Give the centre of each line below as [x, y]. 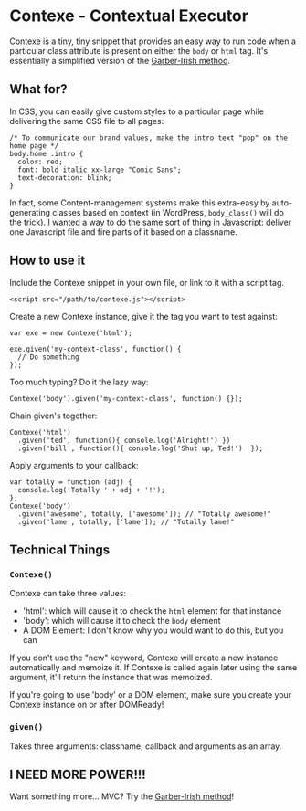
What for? [38, 89]
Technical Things [60, 549]
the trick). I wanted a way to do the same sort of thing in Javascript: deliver [151, 222]
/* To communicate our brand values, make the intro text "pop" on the [148, 138]
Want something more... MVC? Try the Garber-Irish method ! [122, 796]
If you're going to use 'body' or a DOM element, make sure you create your [151, 695]
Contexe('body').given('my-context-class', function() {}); [127, 398]
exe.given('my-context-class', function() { [95, 349]
